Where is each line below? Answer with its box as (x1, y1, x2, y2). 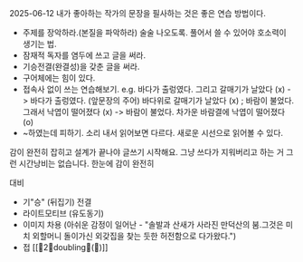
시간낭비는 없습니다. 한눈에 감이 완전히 (18, 158, 155, 169)
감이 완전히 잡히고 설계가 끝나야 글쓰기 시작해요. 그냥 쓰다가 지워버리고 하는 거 (9, 147, 285, 157)
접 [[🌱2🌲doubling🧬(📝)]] (22, 242, 109, 252)
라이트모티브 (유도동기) (22, 208, 104, 218)
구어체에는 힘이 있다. (22, 73, 96, 83)
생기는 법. (22, 39, 57, 49)
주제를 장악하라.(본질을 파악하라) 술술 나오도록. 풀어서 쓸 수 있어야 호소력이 (22, 27, 287, 38)
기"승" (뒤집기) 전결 (22, 197, 92, 207)
